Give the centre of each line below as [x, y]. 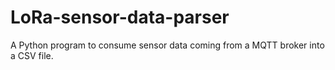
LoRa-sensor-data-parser [120, 17]
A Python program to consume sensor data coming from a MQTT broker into [167, 45]
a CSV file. [32, 55]
